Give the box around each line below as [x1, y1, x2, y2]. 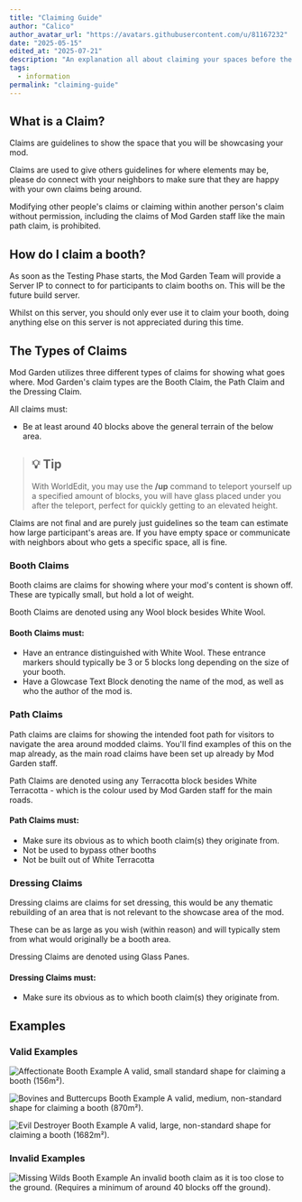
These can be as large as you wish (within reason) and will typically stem [9, 924, 281, 935]
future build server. [9, 290, 80, 300]
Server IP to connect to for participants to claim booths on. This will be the [9, 281, 286, 291]
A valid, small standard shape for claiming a [124, 1066, 286, 1077]
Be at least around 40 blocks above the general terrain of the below [22, 421, 274, 432]
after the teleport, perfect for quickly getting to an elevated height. [31, 500, 278, 511]
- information [17, 72, 70, 81]
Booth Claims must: [9, 627, 85, 638]
